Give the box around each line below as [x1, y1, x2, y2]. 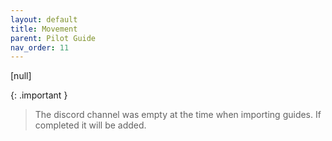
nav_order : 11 [10, 42, 70, 53]
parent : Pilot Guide [10, 33, 97, 43]
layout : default [10, 14, 78, 25]
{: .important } [10, 89, 68, 101]
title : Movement [10, 24, 78, 34]
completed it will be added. [34, 119, 147, 131]
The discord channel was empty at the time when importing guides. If [34, 109, 322, 121]
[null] [10, 70, 32, 82]
